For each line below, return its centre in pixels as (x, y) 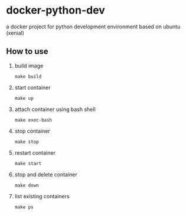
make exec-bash (33, 120)
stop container (32, 131)
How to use (27, 52)
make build (28, 76)
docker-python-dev (56, 10)
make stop (27, 142)
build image (29, 66)
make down (27, 185)
